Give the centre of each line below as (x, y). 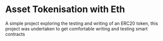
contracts (15, 34)
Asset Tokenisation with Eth (65, 9)
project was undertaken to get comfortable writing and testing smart (76, 28)
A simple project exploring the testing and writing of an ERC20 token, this (82, 23)
